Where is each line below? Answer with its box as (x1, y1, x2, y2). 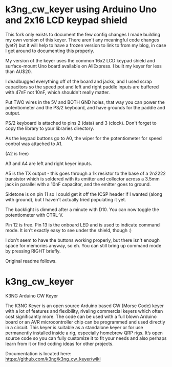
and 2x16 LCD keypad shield (5, 14, 128, 26)
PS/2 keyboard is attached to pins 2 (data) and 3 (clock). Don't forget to (5, 120, 157, 126)
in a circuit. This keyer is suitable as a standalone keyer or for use (5, 324, 143, 330)
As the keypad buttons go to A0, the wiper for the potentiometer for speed (5, 135, 162, 141)
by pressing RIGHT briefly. (5, 248, 61, 254)
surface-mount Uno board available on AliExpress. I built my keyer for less (5, 63, 162, 69)
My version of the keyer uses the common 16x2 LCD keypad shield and (5, 57, 155, 63)
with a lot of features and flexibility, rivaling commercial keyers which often (5, 308, 163, 314)
